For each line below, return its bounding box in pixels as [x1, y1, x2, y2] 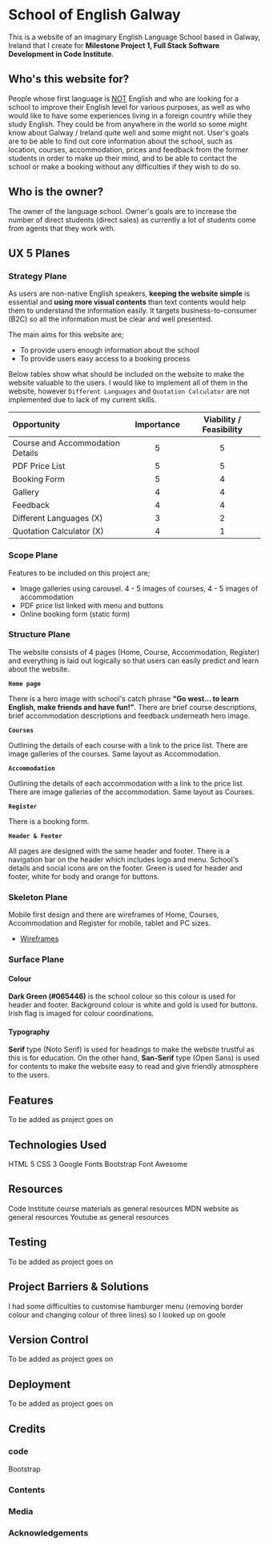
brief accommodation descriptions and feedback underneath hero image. [8, 711, 251, 721]
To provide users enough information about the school [19, 345, 200, 355]
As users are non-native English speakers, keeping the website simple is [8, 289, 251, 298]
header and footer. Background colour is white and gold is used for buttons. [8, 1000, 258, 1010]
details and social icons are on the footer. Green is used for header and [8, 863, 243, 873]
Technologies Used [8, 1138, 106, 1152]
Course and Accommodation [12, 438, 120, 449]
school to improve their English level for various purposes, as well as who [8, 102, 251, 111]
